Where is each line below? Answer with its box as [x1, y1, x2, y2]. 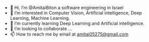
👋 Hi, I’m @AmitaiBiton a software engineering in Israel [10, 5, 124, 10]
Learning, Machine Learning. [10, 15, 70, 21]
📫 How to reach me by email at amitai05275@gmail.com [10, 31, 129, 37]
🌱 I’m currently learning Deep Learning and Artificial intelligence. [10, 20, 145, 26]
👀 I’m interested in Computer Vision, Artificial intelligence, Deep [10, 10, 142, 16]
